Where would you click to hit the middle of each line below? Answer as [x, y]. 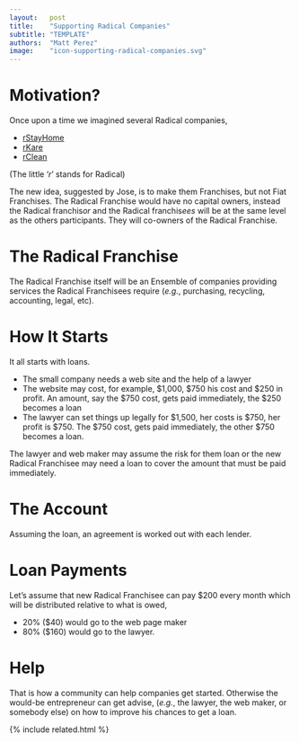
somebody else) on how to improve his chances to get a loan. [123, 711]
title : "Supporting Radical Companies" [90, 26]
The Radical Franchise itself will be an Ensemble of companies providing [143, 281]
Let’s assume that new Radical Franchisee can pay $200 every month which [150, 595]
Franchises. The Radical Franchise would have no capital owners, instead [145, 201]
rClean [35, 157]
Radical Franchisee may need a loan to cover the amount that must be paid [148, 463]
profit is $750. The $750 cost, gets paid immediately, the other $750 [149, 427]
